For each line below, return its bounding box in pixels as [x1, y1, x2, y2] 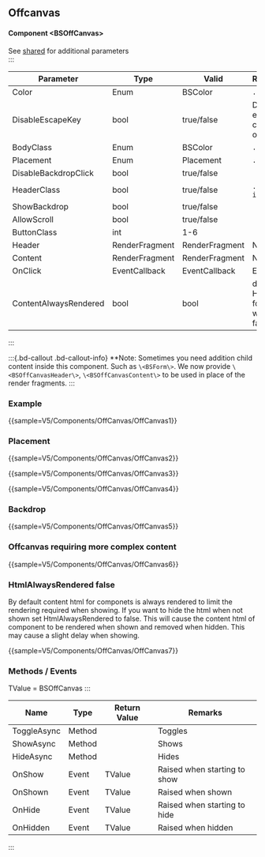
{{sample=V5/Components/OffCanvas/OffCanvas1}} [8, 415, 177, 425]
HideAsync [12, 751, 53, 762]
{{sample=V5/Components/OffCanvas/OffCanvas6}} [8, 559, 179, 569]
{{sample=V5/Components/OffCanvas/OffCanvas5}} [8, 521, 179, 532]
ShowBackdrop [12, 201, 69, 212]
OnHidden [12, 822, 50, 833]
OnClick [12, 265, 42, 276]
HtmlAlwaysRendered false [8, 579, 116, 590]
